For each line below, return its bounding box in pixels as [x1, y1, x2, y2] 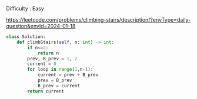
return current [27, 88, 65, 94]
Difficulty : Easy [6, 5, 44, 12]
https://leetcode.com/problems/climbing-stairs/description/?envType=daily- [6, 16, 191, 23]
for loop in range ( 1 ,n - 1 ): [27, 67, 94, 73]
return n [37, 50, 59, 56]
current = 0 [27, 61, 57, 67]
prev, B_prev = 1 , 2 [27, 56, 78, 62]
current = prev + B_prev [37, 72, 99, 78]
